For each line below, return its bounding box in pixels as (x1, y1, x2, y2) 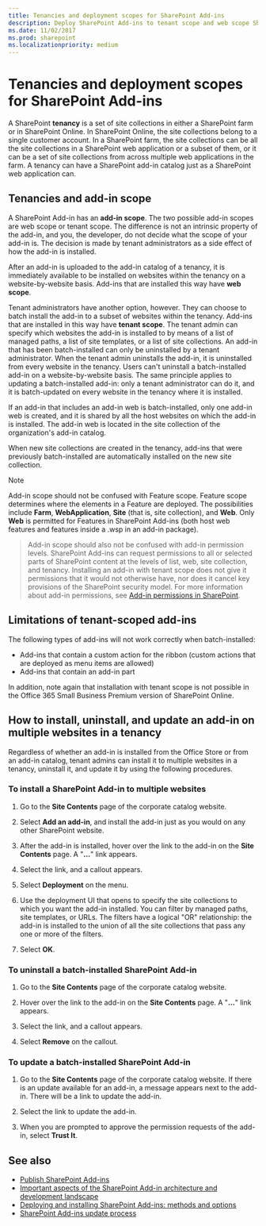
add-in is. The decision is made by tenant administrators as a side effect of (8, 238, 253, 248)
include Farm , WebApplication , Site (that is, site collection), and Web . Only (8, 507, 255, 517)
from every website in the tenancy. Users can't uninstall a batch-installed (8, 362, 247, 371)
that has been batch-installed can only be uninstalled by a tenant (8, 344, 220, 354)
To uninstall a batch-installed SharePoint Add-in (8, 964, 197, 975)
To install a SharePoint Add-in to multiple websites (8, 783, 207, 794)
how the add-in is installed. (8, 247, 97, 256)
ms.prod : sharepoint (8, 33, 77, 42)
